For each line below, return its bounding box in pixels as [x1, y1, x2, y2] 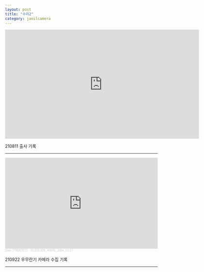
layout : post [5, 7, 31, 12]
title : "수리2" [5, 12, 34, 16]
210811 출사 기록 [5, 144, 36, 149]
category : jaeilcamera [5, 16, 51, 21]
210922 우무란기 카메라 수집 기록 [5, 256, 68, 262]
